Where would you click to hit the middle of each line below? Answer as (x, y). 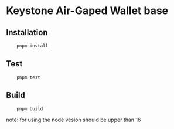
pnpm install (33, 46)
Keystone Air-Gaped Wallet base (87, 11)
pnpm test (29, 77)
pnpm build (30, 109)
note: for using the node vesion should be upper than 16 (74, 120)
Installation (27, 33)
